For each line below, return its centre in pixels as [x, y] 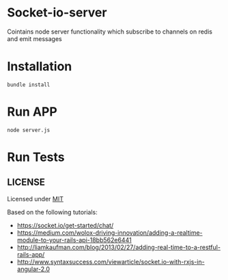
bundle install [29, 85]
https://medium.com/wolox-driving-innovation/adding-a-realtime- [110, 232]
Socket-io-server [57, 13]
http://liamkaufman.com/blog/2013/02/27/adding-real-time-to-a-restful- [118, 247]
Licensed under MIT [35, 199]
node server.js [29, 130]
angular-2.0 [33, 269]
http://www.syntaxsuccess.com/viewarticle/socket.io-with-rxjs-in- [111, 262]
